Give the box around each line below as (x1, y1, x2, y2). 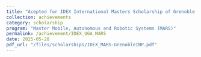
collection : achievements (6, 14, 71, 20)
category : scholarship (6, 20, 63, 26)
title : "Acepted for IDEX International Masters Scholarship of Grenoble (6, 8, 196, 15)
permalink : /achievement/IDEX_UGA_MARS (6, 31, 107, 37)
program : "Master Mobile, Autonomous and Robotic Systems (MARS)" (6, 25, 176, 31)
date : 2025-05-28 (6, 36, 50, 42)
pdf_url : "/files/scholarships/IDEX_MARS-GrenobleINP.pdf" (6, 42, 158, 48)
